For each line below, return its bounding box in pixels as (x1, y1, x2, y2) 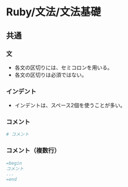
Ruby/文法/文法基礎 (6, 5, 101, 19)
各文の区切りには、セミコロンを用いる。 (14, 64, 113, 71)
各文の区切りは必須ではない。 (14, 71, 87, 78)
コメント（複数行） (6, 147, 60, 155)
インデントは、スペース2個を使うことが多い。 (14, 102, 126, 109)
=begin (6, 160, 22, 166)
